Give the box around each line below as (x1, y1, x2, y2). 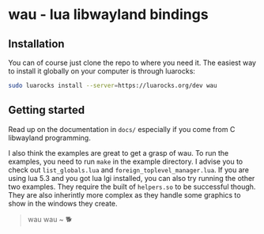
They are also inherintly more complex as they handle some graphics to (8, 190, 241, 199)
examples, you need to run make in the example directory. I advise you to (8, 157, 243, 166)
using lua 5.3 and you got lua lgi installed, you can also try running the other (8, 173, 255, 183)
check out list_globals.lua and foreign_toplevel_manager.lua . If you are (8, 164, 249, 175)
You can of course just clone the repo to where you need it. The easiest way (8, 58, 257, 67)
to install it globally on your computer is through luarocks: (8, 66, 196, 76)
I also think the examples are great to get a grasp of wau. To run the (8, 148, 229, 157)
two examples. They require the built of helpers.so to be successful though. (8, 182, 256, 191)
